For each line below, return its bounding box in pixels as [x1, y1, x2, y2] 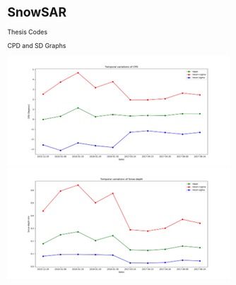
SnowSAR [7, 4, 67, 21]
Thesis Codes [7, 28, 48, 36]
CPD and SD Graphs [7, 41, 66, 50]
